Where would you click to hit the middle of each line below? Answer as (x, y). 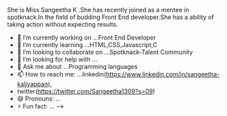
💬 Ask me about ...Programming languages (77, 67)
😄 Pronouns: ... (39, 99)
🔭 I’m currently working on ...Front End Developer (86, 38)
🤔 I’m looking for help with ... (57, 59)
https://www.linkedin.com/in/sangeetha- (163, 74)
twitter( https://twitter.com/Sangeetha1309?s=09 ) (86, 91)
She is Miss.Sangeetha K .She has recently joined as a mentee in (98, 10)
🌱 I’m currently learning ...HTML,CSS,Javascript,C (87, 45)
